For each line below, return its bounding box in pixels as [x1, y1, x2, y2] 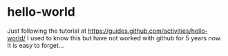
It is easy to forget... [7, 41, 64, 49]
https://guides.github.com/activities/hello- [87, 27, 209, 35]
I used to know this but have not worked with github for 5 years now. [27, 33, 222, 42]
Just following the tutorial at [7, 27, 86, 35]
